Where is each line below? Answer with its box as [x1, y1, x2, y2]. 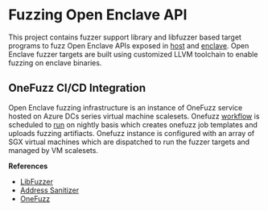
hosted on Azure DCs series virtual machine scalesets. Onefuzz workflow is [8, 111, 260, 121]
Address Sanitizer [19, 185, 79, 195]
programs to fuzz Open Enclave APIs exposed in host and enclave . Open [8, 40, 249, 50]
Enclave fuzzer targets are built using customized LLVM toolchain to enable [8, 49, 258, 59]
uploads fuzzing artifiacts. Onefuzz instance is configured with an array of [8, 128, 255, 138]
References [8, 161, 48, 171]
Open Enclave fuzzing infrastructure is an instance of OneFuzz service [8, 102, 243, 112]
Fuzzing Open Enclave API [8, 6, 188, 24]
